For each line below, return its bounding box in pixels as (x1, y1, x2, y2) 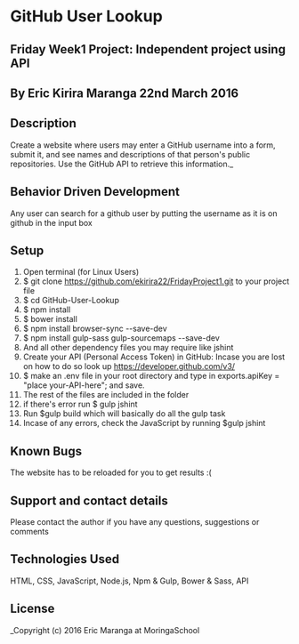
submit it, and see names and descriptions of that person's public (10, 149, 251, 159)
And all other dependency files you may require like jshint (22, 342, 234, 353)
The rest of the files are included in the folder (22, 390, 190, 400)
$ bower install (22, 314, 78, 325)
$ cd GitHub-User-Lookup (22, 295, 119, 306)
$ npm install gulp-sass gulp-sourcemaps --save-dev (22, 333, 221, 343)
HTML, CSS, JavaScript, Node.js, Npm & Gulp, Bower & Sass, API (10, 576, 249, 586)
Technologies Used (10, 551, 119, 567)
